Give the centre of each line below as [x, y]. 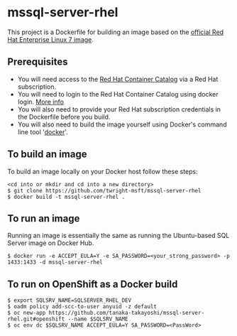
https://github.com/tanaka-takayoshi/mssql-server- [126, 313]
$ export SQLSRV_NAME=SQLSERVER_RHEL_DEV [70, 300]
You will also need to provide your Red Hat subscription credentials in [119, 109]
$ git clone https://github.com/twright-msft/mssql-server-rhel [104, 190]
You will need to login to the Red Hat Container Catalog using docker [118, 94]
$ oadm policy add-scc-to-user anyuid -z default [82, 307]
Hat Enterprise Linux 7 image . [51, 39]
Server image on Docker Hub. [51, 243]
